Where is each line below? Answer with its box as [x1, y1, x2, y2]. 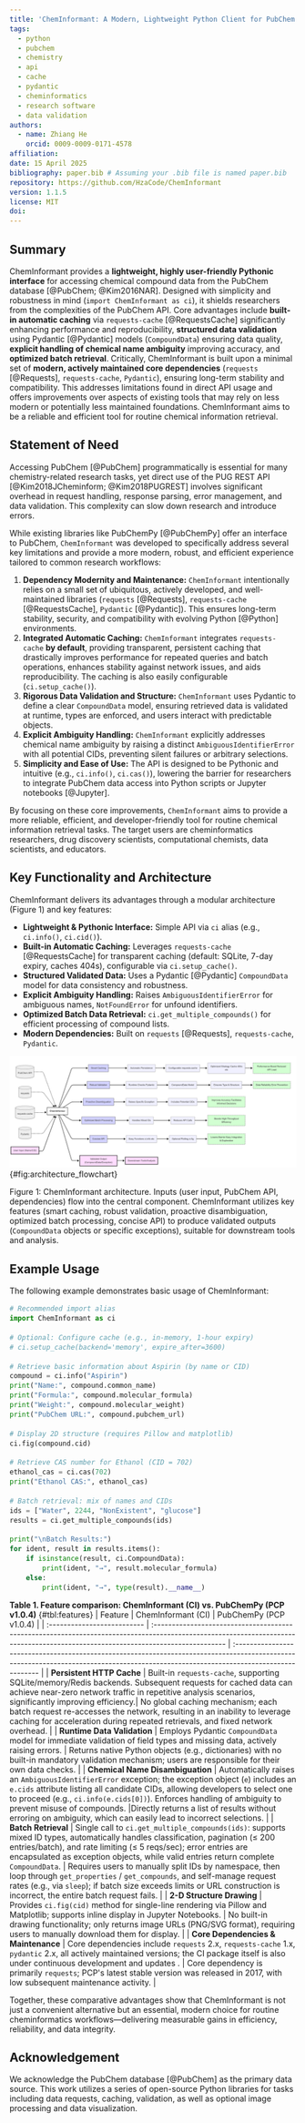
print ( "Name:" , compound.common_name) [9, 1381, 157, 1391]
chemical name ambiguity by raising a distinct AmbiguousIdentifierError [22, 739, 295, 750]
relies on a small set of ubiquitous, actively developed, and [22, 584, 243, 595]
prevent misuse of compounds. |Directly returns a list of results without [9, 1802, 277, 1813]
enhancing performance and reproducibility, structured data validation [9, 323, 278, 334]
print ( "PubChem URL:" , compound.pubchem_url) [9, 1410, 185, 1419]
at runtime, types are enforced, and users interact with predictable [22, 709, 272, 720]
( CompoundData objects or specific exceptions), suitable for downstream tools [9, 1225, 296, 1236]
